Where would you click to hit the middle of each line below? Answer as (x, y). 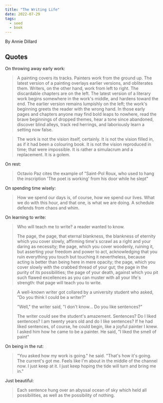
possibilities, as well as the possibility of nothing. (66, 395)
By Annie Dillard (21, 41)
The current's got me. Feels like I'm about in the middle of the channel (87, 361)
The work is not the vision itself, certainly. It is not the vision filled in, (85, 139)
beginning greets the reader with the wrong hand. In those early (81, 109)
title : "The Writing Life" (32, 9)
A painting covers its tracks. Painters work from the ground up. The (84, 78)
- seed (16, 23)
